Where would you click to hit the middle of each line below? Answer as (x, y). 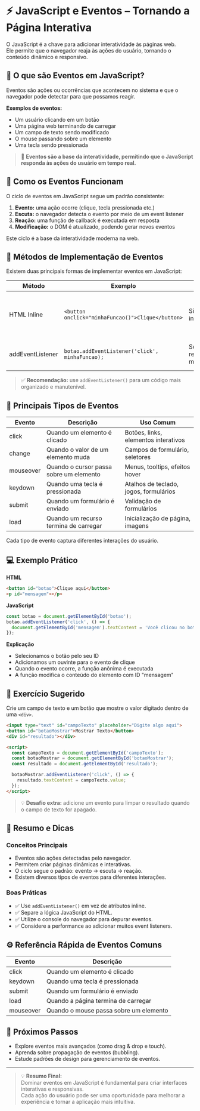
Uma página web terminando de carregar (65, 126)
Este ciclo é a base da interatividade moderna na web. (73, 238)
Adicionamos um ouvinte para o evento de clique (75, 662)
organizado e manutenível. (53, 387)
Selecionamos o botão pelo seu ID (57, 656)
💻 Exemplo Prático (42, 560)
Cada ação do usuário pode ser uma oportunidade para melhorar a (103, 1095)
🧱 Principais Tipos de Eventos (62, 406)
